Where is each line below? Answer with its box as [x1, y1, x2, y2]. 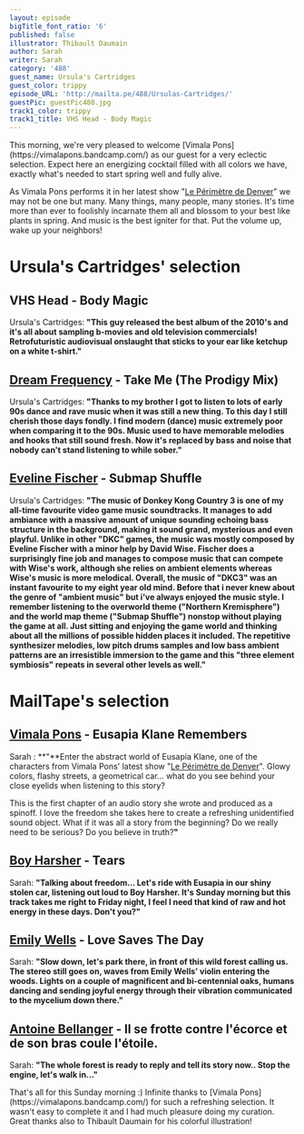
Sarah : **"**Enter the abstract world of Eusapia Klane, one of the [9, 751, 258, 761]
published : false [9, 30, 75, 39]
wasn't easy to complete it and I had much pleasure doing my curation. [9, 1106, 275, 1118]
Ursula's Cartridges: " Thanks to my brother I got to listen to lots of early [9, 396, 283, 407]
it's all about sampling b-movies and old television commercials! [9, 326, 258, 337]
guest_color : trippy [9, 81, 88, 90]
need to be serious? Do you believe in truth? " [9, 826, 179, 837]
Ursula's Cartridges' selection [9, 256, 241, 277]
